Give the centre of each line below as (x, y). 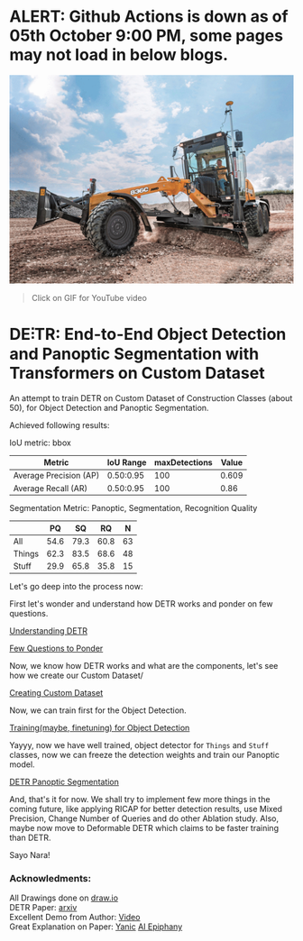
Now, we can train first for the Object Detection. (98, 710)
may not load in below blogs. (119, 55)
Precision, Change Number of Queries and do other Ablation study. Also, (144, 818)
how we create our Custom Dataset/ (77, 675)
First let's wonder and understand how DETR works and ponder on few (141, 603)
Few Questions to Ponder (56, 648)
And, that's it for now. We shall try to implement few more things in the (140, 799)
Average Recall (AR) (50, 488)
